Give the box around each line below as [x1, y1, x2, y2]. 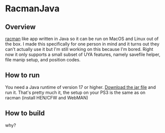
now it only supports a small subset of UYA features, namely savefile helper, [5, 51, 161, 57]
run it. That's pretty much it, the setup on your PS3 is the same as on [5, 89, 146, 95]
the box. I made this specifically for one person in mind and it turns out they [5, 41, 160, 47]
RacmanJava [5, 3, 60, 14]
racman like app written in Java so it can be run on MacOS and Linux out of [5, 36, 159, 42]
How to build [5, 109, 45, 118]
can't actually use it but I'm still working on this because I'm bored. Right [5, 46, 154, 52]
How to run [5, 71, 40, 80]
